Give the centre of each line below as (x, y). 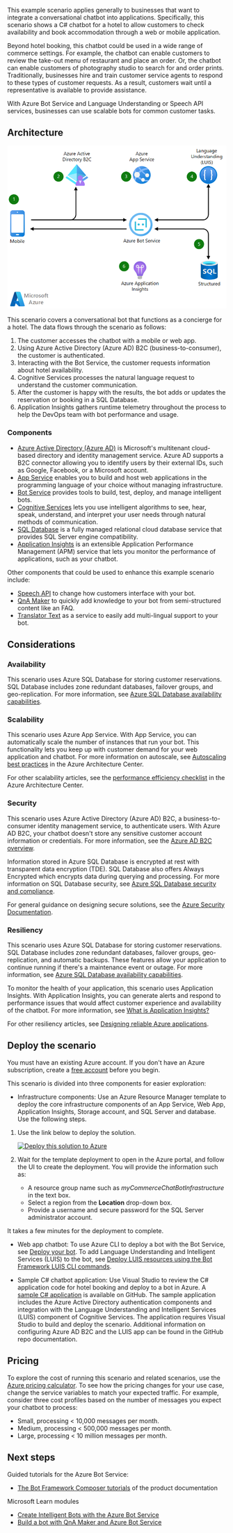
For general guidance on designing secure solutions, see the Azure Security (116, 905)
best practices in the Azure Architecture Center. (75, 764)
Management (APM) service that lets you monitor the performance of (116, 551)
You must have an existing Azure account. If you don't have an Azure (106, 1062)
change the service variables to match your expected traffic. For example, (113, 1392)
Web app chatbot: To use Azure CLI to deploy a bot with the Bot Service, (121, 1244)
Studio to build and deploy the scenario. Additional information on (111, 1324)
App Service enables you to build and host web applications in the (112, 477)
